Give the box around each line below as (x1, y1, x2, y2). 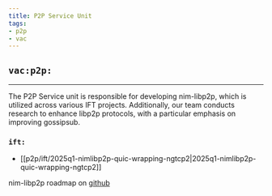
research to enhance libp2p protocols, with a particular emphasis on (8, 109, 236, 118)
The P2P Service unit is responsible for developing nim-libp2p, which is (8, 92, 247, 101)
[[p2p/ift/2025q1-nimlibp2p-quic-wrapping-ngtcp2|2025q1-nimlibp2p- (19, 154, 257, 164)
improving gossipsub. (8, 117, 81, 127)
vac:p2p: (8, 64, 53, 76)
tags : (8, 19, 27, 28)
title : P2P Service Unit (8, 11, 92, 20)
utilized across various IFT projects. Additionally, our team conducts (8, 100, 235, 110)
